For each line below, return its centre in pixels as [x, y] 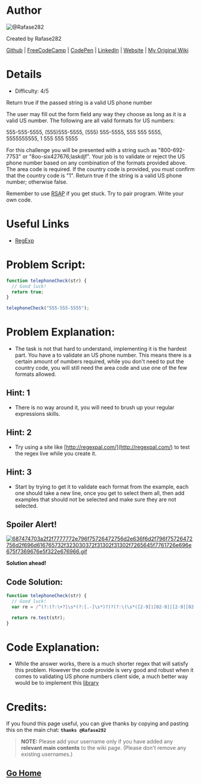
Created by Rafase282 [34, 38]
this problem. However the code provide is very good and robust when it [104, 670]
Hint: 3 [19, 472]
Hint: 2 [19, 432]
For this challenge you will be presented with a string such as [82, 150]
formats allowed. [36, 374]
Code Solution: [34, 582]
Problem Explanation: [61, 332]
